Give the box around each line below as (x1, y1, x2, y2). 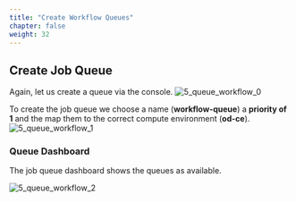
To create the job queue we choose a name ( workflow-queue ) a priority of (9, 104, 288, 114)
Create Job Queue (9, 63, 114, 78)
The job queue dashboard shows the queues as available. (9, 165, 222, 176)
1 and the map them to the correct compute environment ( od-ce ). (9, 114, 250, 124)
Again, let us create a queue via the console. (9, 87, 173, 97)
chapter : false (9, 21, 66, 30)
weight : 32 (9, 29, 50, 38)
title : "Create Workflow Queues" (9, 13, 134, 22)
